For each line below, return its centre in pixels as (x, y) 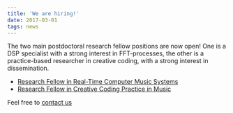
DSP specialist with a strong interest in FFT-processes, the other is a (106, 53)
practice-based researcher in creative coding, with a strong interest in (108, 61)
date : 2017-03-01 (32, 20)
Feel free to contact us (39, 103)
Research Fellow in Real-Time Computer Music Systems (98, 82)
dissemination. (28, 68)
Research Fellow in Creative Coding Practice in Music (94, 89)
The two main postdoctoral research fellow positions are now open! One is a (117, 46)
